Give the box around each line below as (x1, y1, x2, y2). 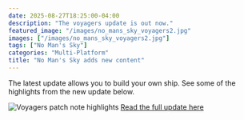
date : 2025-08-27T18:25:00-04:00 (8, 11, 120, 20)
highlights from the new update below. (8, 86, 134, 96)
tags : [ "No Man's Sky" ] (8, 42, 88, 50)
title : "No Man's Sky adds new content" (8, 57, 146, 65)
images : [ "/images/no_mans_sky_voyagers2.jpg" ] (8, 34, 170, 42)
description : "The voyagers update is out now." (8, 19, 174, 27)
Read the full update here (120, 102, 204, 112)
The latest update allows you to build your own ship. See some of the (8, 78, 236, 88)
